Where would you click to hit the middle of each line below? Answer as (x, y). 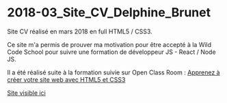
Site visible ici (26, 93)
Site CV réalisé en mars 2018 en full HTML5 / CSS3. (80, 31)
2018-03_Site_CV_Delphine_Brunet (109, 13)
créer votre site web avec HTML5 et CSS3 (66, 79)
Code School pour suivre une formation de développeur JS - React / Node (112, 52)
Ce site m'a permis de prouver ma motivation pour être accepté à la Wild (109, 44)
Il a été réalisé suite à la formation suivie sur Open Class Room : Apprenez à (113, 72)
